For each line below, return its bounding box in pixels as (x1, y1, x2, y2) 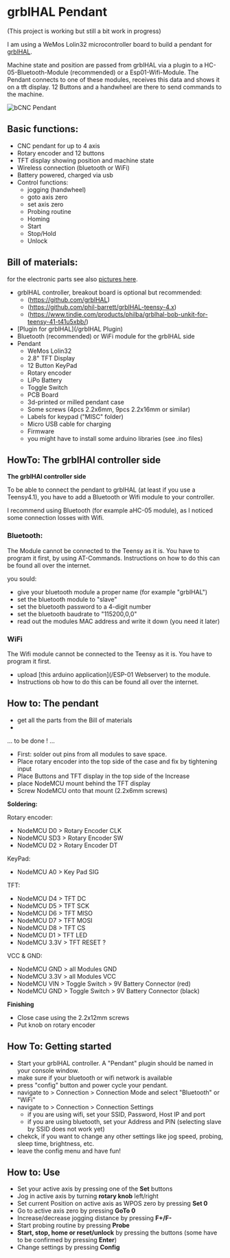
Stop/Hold (27, 229, 56, 237)
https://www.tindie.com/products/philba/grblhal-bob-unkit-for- (30, 310, 208, 318)
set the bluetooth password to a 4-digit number (16, 603, 152, 611)
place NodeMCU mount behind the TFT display (16, 779, 151, 788)
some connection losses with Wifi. (7, 514, 104, 522)
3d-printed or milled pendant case (27, 398, 125, 406)
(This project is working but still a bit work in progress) (7, 27, 161, 35)
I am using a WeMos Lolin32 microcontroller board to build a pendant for (7, 40, 213, 48)
